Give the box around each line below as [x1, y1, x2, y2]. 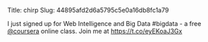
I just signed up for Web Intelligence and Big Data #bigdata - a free [7, 20, 202, 27]
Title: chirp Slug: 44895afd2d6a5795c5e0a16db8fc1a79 [7, 6, 169, 14]
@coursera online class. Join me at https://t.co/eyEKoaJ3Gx [7, 27, 183, 35]
